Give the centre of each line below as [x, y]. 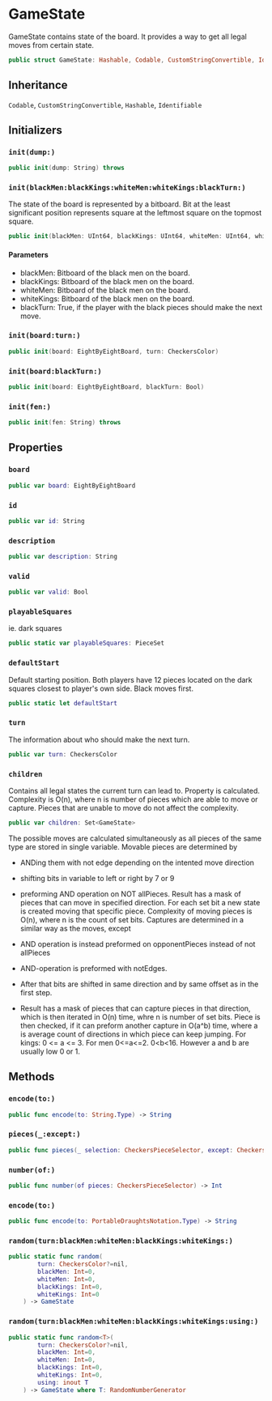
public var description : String [63, 557]
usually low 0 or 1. [50, 1051]
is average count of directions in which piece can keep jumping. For [133, 1034]
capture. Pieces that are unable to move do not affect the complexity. [123, 807]
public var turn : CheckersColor [63, 754]
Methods [32, 1077]
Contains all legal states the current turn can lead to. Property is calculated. [134, 790]
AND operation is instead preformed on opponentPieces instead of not [138, 943]
